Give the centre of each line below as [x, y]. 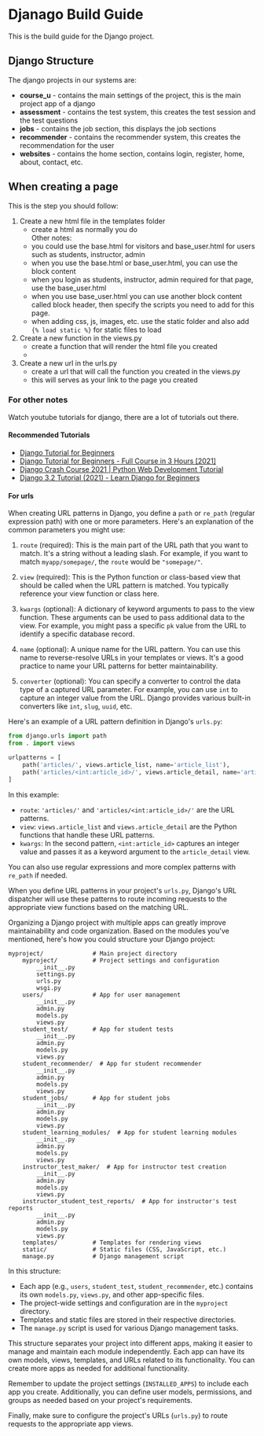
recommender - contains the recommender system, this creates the [130, 137]
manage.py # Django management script [103, 1256]
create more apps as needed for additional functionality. [99, 1368]
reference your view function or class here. [89, 594]
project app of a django [57, 103]
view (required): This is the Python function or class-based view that [130, 577]
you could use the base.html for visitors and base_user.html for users [143, 246]
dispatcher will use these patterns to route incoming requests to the [118, 899]
